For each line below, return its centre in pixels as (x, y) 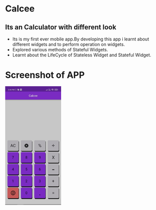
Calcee (20, 9)
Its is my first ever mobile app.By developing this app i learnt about (80, 39)
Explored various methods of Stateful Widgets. (60, 50)
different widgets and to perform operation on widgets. (69, 44)
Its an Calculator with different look (61, 27)
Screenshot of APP (45, 75)
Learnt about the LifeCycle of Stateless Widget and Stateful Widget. (82, 55)
